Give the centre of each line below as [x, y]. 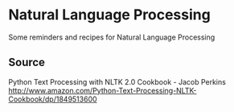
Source [27, 62]
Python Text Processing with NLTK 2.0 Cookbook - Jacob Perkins [117, 81]
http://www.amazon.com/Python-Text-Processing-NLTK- [103, 90]
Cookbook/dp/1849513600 [53, 99]
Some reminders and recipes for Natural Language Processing [112, 37]
